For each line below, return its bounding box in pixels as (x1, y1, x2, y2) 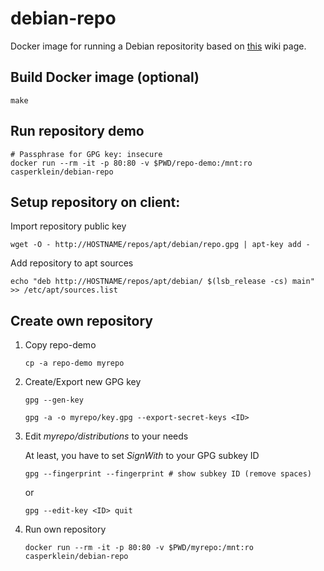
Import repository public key (10, 220, 127, 232)
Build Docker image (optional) (10, 69, 200, 86)
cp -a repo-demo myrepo (24, 358, 125, 369)
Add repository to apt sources (10, 257, 134, 269)
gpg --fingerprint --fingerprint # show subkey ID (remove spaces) (24, 469, 312, 479)
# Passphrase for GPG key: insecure (10, 149, 163, 159)
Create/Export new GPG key (24, 376, 142, 388)
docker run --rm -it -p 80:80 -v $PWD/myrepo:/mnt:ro (24, 543, 254, 553)
